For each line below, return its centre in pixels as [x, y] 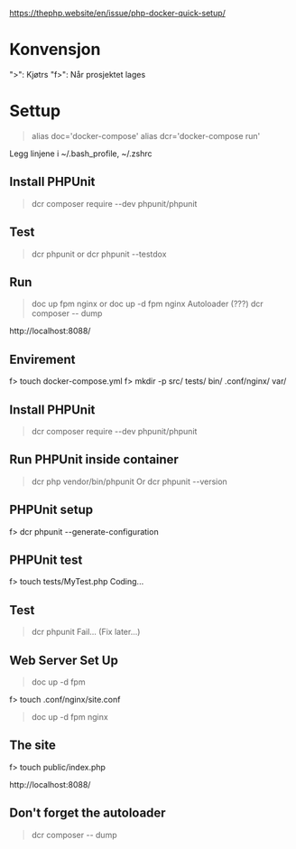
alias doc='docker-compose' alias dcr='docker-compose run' [146, 135]
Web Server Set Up [64, 660]
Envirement [42, 359]
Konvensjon [55, 50]
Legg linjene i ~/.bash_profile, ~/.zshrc [81, 154]
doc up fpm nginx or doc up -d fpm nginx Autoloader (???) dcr [147, 304]
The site [33, 746]
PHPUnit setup [51, 510]
